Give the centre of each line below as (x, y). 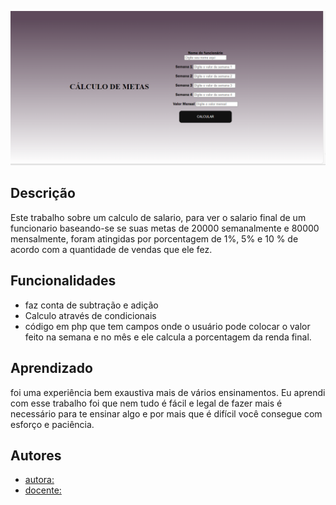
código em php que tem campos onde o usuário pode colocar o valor (167, 326)
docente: (43, 490)
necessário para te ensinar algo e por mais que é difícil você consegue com (166, 413)
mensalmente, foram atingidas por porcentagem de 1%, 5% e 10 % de (154, 238)
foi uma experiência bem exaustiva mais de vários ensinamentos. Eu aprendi (168, 392)
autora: (39, 480)
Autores (36, 455)
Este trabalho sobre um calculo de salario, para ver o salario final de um (158, 217)
